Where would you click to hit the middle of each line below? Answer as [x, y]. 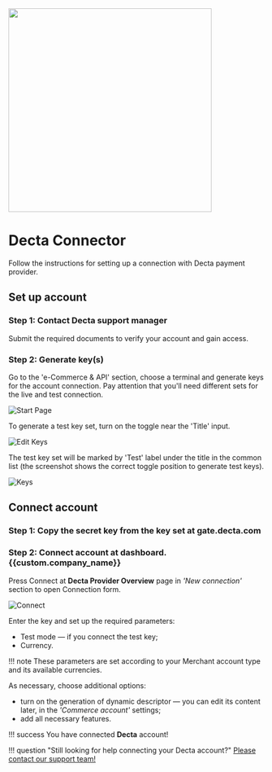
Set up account [47, 298]
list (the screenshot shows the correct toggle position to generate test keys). [136, 466]
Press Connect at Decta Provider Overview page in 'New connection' [125, 581]
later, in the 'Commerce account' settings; [90, 710]
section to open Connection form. [65, 589]
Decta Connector [67, 241]
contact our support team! [52, 759]
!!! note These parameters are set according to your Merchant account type [135, 661]
